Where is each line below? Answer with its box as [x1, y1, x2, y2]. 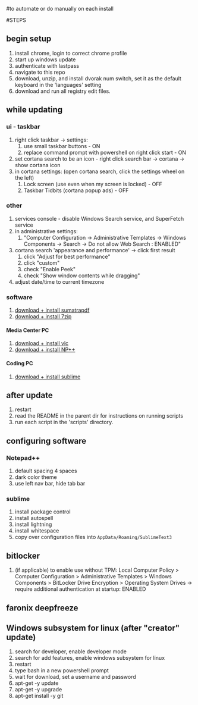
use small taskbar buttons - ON [23, 142, 100, 149]
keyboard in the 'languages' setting [14, 81, 102, 88]
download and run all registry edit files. [14, 87, 111, 95]
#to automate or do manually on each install [6, 5, 114, 12]
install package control [14, 508, 71, 515]
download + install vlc [14, 340, 69, 347]
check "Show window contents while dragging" [23, 272, 140, 279]
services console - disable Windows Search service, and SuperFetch [14, 215, 184, 222]
